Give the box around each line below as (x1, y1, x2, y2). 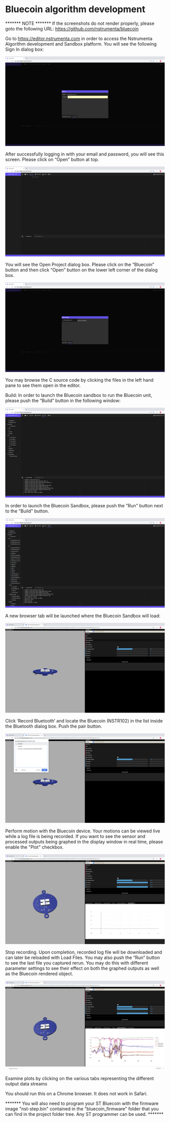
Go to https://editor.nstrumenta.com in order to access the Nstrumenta (5, 35, 153, 42)
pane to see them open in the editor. (5, 382, 81, 388)
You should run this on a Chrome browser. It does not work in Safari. (5, 1091, 148, 1097)
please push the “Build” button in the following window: (5, 397, 121, 404)
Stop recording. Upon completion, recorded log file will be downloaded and (5, 949, 162, 955)
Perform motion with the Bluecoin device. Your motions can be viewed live (5, 828, 160, 834)
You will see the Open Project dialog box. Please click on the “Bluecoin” (5, 261, 154, 267)
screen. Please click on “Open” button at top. (5, 156, 99, 163)
